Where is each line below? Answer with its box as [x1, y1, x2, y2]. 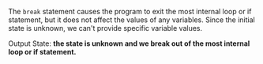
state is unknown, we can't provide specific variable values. [8, 24, 203, 32]
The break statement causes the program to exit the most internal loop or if [8, 7, 252, 16]
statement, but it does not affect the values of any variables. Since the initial [8, 15, 255, 24]
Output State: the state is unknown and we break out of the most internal [8, 39, 250, 48]
